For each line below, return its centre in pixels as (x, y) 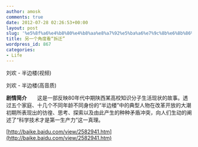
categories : (21, 50)
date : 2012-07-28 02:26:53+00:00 (47, 22)
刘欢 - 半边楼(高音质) (32, 85)
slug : (13, 34)
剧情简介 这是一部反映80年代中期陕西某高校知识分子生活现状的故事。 (95, 98)
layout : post (22, 28)
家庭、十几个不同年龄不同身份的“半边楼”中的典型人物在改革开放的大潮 (106, 105)
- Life (14, 55)
